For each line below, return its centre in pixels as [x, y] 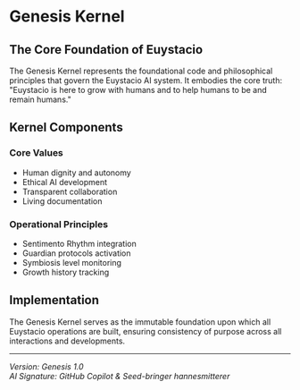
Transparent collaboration [70, 191]
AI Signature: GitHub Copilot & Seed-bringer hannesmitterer [120, 376]
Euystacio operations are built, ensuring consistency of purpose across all [146, 331]
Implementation [54, 300]
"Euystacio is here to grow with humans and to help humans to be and [138, 90]
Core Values [37, 153]
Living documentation [62, 201]
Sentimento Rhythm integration [79, 243]
